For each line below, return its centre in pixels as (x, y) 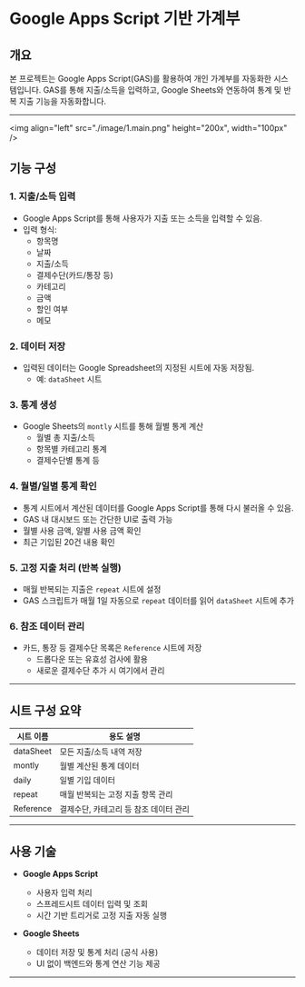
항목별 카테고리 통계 (71, 449)
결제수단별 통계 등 (68, 461)
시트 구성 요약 (45, 710)
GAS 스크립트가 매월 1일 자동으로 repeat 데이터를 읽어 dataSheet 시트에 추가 (158, 600)
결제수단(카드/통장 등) (74, 274)
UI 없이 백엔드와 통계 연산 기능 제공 (98, 963)
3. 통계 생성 (33, 404)
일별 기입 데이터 (88, 780)
